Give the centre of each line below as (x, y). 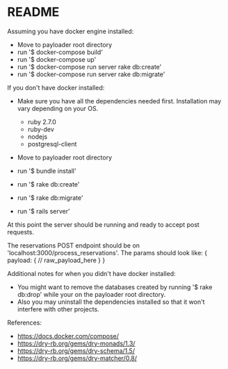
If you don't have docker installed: (56, 87)
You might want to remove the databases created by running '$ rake (115, 287)
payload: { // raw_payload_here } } (56, 260)
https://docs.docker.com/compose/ (68, 336)
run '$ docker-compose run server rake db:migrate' (91, 74)
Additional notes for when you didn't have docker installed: (91, 273)
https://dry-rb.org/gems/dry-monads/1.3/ (76, 343)
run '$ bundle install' (47, 171)
